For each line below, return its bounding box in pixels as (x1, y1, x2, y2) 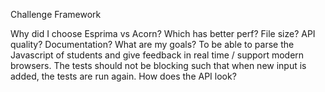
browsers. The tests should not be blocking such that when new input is (10, 60, 307, 71)
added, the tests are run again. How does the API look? (10, 70, 237, 82)
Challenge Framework (10, 9, 102, 20)
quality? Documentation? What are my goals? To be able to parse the (10, 39, 295, 50)
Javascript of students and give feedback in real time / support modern (10, 49, 305, 61)
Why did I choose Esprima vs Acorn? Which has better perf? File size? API (10, 28, 316, 39)
